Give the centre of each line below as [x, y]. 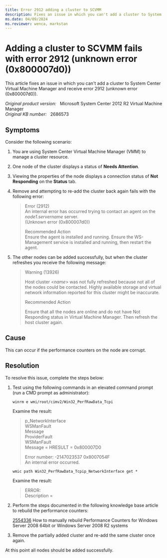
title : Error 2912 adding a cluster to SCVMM [53, 10]
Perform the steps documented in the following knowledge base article [85, 505]
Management [38, 242]
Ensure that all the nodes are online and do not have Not [83, 312]
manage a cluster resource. [40, 157]
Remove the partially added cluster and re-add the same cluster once [84, 535]
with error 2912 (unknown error [71, 59]
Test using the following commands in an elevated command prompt [83, 387]
